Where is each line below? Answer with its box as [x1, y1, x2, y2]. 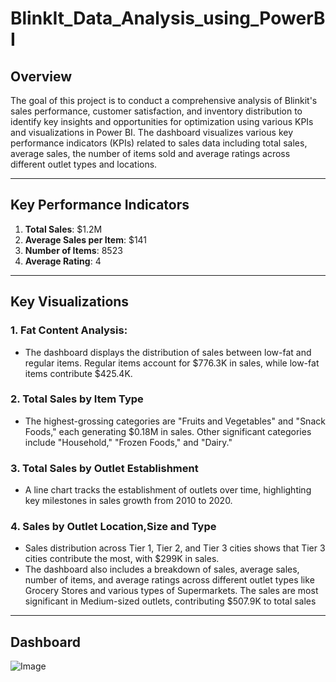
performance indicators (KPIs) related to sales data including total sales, [10, 137, 308, 149]
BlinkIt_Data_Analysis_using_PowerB [10, 7, 326, 30]
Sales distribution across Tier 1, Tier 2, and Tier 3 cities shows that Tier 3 [24, 542, 326, 554]
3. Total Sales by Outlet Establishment [10, 461, 199, 475]
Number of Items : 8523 [24, 244, 123, 256]
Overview [10, 68, 73, 85]
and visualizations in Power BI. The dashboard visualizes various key [10, 127, 294, 138]
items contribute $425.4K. [24, 367, 133, 379]
